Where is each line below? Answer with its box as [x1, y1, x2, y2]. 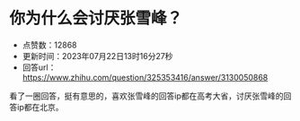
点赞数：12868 [22, 39, 78, 50]
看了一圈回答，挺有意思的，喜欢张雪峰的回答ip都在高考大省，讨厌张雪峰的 [9, 91, 284, 101]
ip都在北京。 [16, 101, 64, 112]
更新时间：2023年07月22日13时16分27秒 [22, 50, 173, 61]
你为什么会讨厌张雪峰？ [9, 8, 183, 29]
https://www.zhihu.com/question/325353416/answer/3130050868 [22, 72, 269, 82]
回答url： [22, 62, 57, 73]
